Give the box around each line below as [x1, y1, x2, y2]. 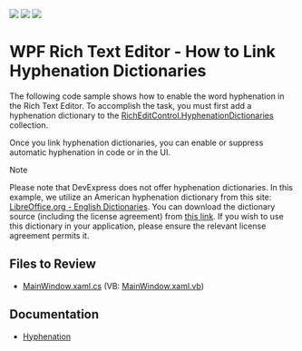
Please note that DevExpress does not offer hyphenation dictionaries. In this [9, 181, 293, 192]
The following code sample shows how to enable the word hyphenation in [9, 91, 285, 102]
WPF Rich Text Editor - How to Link [9, 42, 277, 63]
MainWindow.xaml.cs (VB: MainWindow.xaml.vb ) [22, 280, 205, 291]
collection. [9, 119, 49, 131]
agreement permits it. [9, 229, 90, 240]
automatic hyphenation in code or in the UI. [9, 146, 170, 158]
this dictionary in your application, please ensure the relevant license [9, 220, 267, 231]
